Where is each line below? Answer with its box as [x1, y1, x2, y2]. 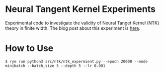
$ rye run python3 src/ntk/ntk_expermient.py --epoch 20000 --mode [5, 59, 148, 64]
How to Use [5, 43, 54, 54]
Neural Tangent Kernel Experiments [5, 3, 156, 15]
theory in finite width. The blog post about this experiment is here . [5, 25, 141, 31]
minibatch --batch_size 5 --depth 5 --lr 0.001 [5, 63, 106, 68]
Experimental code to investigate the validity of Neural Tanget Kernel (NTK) [5, 20, 160, 26]
